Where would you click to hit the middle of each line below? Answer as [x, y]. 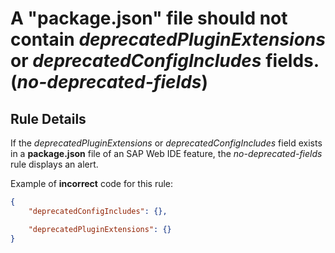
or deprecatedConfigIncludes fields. [165, 61]
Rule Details [48, 118]
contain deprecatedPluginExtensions [168, 39]
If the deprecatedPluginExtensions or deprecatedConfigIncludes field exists [166, 143]
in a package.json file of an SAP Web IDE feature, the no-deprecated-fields [166, 153]
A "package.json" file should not [149, 18]
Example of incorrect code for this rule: [92, 183]
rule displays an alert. [54, 164]
